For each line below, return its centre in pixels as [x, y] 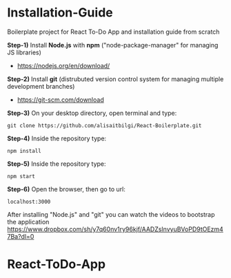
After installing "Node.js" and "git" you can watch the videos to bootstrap [111, 214]
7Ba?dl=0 [21, 236]
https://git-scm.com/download [61, 99]
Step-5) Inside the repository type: [57, 164]
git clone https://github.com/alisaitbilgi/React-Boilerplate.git [104, 125]
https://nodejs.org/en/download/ [63, 65]
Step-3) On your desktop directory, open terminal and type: [92, 113]
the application [28, 222]
